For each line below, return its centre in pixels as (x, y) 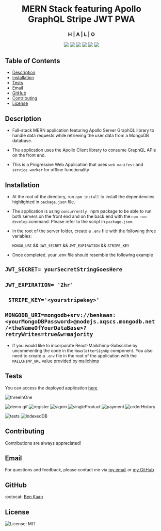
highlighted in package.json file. (43, 202)
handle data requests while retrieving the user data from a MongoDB (80, 136)
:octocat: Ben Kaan (24, 497)
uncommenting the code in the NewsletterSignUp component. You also (82, 351)
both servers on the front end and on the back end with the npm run (79, 216)
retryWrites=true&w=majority (49, 334)
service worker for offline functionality (51, 170)
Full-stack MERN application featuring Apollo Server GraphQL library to (83, 130)
